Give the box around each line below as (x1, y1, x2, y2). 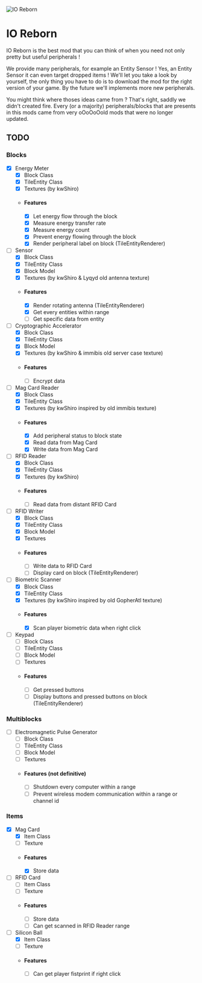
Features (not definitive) (24, 770, 86, 777)
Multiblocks (6, 715, 42, 723)
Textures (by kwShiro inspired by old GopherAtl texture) (24, 596, 163, 604)
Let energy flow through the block (33, 213, 118, 220)
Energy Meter (14, 164, 49, 172)
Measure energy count (33, 227, 90, 234)
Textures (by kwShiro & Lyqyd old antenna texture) (24, 274, 150, 281)
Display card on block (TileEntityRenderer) (33, 569, 139, 576)
